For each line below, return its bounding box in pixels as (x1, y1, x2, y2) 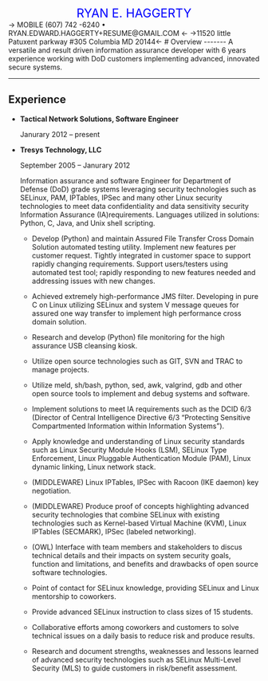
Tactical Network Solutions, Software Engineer (19, 114, 179, 124)
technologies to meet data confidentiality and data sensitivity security (19, 201, 250, 211)
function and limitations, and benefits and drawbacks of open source (31, 559, 259, 569)
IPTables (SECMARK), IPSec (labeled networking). (31, 526, 197, 536)
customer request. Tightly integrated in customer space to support (31, 250, 251, 260)
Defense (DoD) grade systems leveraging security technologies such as (19, 184, 257, 194)
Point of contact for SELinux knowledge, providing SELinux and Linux (31, 583, 259, 592)
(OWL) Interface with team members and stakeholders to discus (31, 542, 242, 552)
